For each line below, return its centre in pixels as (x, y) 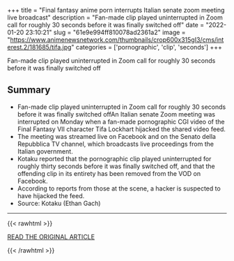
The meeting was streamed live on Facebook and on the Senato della (116, 136)
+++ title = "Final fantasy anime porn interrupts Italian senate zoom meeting (116, 10)
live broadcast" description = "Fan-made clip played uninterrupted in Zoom (115, 17)
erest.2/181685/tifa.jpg (39, 47)
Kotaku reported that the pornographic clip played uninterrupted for (114, 158)
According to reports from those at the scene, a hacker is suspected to (119, 188)
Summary (29, 90)
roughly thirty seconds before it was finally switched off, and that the (116, 166)
